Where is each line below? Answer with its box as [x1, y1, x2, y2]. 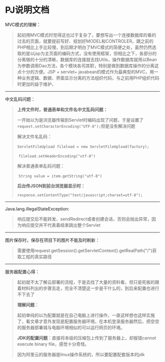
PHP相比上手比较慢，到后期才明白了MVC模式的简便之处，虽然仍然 [17, 44, 152, 50]
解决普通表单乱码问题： [17, 163, 65, 169]
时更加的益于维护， [17, 81, 56, 87]
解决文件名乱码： [17, 133, 52, 139]
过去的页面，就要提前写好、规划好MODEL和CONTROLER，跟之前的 [17, 38, 154, 44]
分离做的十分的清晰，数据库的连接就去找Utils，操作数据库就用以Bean [17, 56, 157, 62]
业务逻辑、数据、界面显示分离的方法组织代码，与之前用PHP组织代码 [21, 75, 160, 81]
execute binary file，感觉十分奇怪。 [17, 341, 89, 347]
